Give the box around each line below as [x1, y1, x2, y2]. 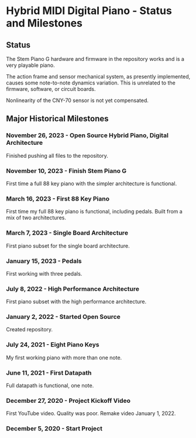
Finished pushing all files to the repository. [6, 152, 108, 159]
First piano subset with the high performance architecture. [6, 298, 147, 305]
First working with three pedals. [6, 270, 82, 277]
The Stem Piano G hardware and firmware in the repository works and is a [6, 56, 184, 62]
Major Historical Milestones [6, 114, 109, 124]
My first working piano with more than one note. [6, 354, 122, 361]
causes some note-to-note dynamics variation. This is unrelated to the [6, 79, 176, 86]
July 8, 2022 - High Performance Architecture [6, 284, 139, 293]
